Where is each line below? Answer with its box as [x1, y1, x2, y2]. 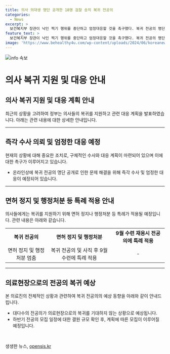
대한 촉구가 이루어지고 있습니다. [5, 158, 68, 164]
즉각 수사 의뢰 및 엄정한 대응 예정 [5, 138, 101, 147]
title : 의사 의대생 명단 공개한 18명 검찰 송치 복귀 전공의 [5, 7, 113, 13]
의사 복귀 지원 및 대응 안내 [5, 74, 106, 86]
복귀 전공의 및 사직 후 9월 [51, 247, 108, 254]
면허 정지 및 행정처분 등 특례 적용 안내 [5, 196, 114, 205]
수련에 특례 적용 [61, 254, 97, 261]
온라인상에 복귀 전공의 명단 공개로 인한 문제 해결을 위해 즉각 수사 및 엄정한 [12, 169, 158, 175]
